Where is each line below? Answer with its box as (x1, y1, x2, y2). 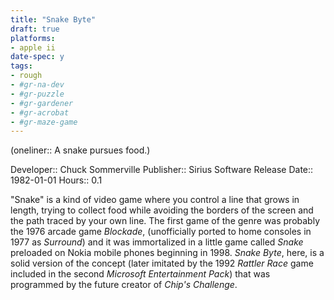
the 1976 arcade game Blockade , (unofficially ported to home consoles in (10, 226, 312, 238)
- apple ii (10, 42, 56, 53)
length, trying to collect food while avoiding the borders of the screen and (10, 204, 314, 216)
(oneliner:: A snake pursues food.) (10, 144, 151, 156)
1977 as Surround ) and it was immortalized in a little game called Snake (10, 236, 304, 248)
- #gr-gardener (10, 98, 74, 108)
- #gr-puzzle (10, 89, 65, 99)
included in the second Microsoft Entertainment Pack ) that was (10, 268, 271, 280)
